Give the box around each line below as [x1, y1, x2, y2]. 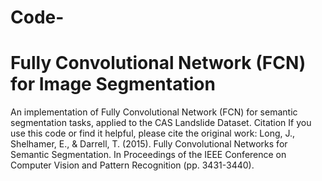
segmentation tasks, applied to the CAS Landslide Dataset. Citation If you [10, 117, 312, 129]
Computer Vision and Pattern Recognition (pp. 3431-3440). [10, 159, 255, 171]
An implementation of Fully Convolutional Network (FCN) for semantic [10, 106, 298, 118]
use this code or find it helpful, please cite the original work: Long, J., [10, 127, 296, 140]
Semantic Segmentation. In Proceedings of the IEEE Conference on [10, 149, 287, 161]
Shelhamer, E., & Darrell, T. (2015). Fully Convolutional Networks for [10, 138, 288, 150]
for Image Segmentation [10, 73, 216, 96]
